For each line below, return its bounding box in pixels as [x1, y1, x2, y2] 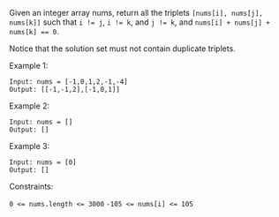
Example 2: [9, 101, 50, 111]
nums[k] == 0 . [9, 26, 59, 36]
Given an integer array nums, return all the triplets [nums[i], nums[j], [9, 8, 263, 18]
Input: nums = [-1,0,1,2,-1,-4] [9, 78, 128, 86]
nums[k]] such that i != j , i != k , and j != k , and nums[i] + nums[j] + [9, 17, 271, 27]
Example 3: [9, 141, 50, 151]
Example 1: [9, 61, 49, 71]
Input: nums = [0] [9, 158, 77, 167]
